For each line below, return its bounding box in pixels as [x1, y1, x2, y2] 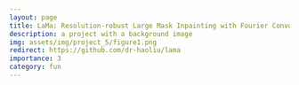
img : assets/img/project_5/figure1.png [9, 37, 158, 47]
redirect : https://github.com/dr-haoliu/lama [9, 46, 181, 55]
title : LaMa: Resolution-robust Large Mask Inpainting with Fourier [9, 21, 269, 30]
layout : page [9, 12, 58, 22]
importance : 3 [9, 54, 62, 63]
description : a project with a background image [9, 29, 193, 38]
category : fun [9, 63, 62, 72]
